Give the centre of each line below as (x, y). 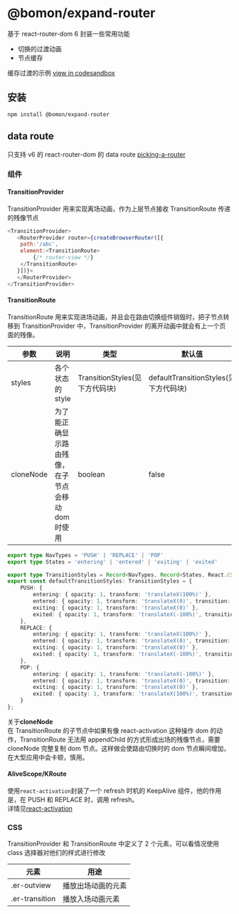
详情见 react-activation (40, 809)
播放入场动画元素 (91, 899)
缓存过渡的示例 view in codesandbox (61, 73)
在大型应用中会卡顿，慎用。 (48, 757)
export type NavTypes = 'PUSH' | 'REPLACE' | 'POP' (85, 555)
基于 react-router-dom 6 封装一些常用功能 (69, 33)
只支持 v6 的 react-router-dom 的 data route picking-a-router (97, 154)
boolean (91, 474)
